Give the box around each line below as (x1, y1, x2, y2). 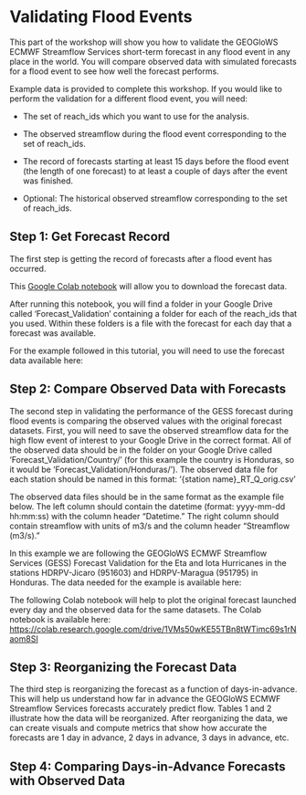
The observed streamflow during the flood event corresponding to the (22, 128, 287, 139)
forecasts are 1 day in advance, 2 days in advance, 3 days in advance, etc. (9, 732, 290, 743)
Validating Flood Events (9, 6, 193, 27)
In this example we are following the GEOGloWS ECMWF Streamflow (9, 548, 268, 559)
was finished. (22, 175, 74, 186)
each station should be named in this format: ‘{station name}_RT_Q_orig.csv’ (9, 473, 296, 485)
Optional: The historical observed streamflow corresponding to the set (22, 193, 288, 204)
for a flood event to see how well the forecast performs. (9, 66, 219, 77)
